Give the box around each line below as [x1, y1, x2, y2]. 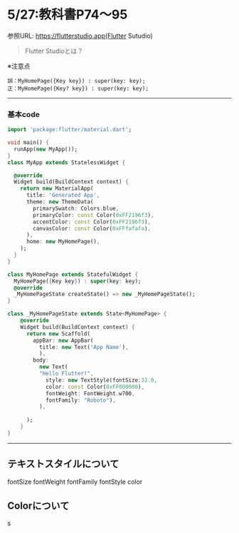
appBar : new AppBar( [33, 337, 94, 344]
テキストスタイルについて [7, 458, 119, 470]
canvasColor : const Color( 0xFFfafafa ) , [33, 225, 152, 232]
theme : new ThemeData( [26, 198, 94, 205]
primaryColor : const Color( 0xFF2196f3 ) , [33, 211, 154, 218]
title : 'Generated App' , [26, 192, 100, 199]
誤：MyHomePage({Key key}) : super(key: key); [7, 77, 146, 84]
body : [33, 357, 50, 364]
